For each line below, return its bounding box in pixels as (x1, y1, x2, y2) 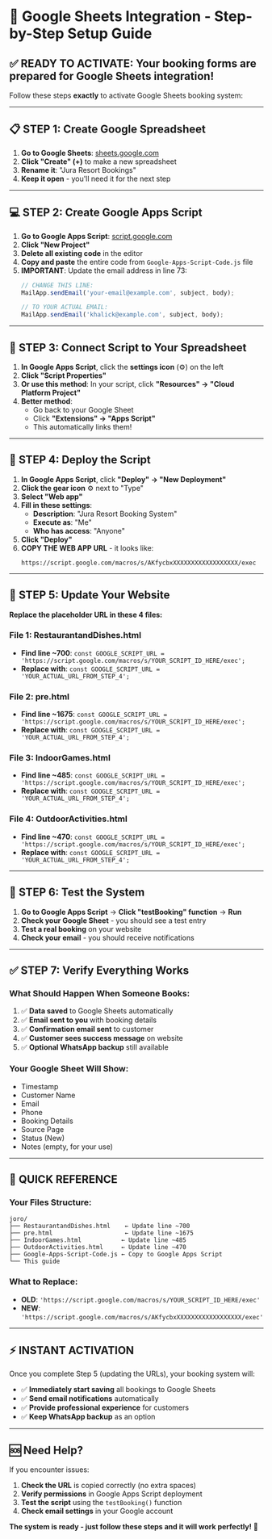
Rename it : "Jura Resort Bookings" (20, 165, 136, 174)
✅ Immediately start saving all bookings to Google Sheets (20, 1385, 216, 1394)
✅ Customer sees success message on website (20, 1034, 184, 1043)
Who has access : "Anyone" (32, 526, 126, 535)
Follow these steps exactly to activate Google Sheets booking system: (9, 90, 244, 100)
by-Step (9, 24, 65, 43)
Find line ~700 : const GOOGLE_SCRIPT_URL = (20, 648, 165, 657)
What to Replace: (9, 1276, 78, 1287)
